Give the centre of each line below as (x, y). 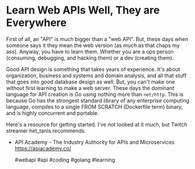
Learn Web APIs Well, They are (83, 10)
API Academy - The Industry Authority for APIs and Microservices (95, 142)
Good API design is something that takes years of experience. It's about (93, 69)
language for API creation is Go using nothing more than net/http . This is (95, 94)
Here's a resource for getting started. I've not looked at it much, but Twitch (97, 124)
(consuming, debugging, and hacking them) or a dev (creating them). (90, 58)
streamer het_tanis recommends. (46, 131)
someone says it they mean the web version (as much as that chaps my (93, 45)
